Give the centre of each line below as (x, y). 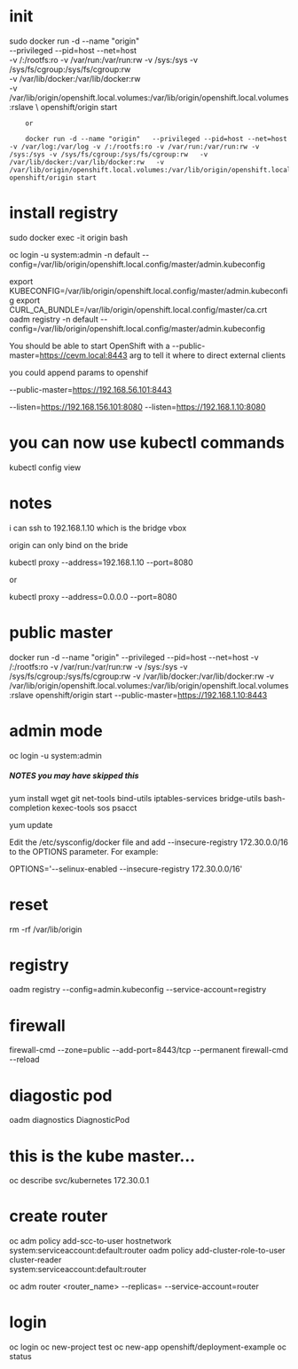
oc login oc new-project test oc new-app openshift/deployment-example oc (148, 1347)
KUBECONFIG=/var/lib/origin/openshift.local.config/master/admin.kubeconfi (149, 291)
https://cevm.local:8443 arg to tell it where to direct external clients (163, 355)
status (21, 1357)
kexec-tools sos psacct (94, 808)
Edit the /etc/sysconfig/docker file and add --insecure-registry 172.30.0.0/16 (149, 842)
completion (30, 808)
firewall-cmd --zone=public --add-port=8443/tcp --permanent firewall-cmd (149, 1050)
